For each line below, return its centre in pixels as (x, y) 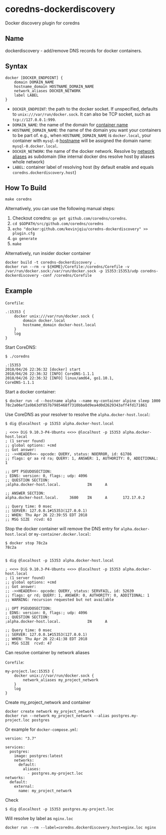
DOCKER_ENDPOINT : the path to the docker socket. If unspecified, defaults (85, 109)
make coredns (19, 199)
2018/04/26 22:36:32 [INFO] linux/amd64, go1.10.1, (59, 378)
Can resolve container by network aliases (48, 653)
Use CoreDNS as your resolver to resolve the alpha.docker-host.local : (78, 415)
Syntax (16, 66)
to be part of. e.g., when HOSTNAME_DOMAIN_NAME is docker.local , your (82, 135)
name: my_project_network (45, 791)
